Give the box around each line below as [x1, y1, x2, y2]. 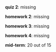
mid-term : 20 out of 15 [5, 42, 52, 48]
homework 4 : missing [5, 33, 50, 38]
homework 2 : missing [5, 14, 50, 19]
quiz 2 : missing [5, 4, 36, 10]
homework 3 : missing [5, 23, 50, 29]
